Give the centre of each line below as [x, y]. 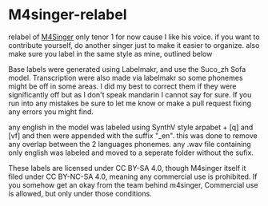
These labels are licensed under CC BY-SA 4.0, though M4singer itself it [127, 168]
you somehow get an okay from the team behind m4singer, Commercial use [133, 184]
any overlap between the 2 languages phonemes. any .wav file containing [130, 144]
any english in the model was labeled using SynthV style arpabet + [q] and [131, 127]
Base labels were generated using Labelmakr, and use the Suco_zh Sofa [127, 69]
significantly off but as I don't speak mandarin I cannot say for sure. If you [130, 94]
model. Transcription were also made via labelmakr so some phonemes [126, 77]
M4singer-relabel [68, 15]
